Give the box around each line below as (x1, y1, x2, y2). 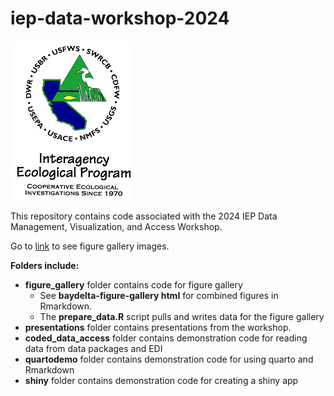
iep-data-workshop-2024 (10, 7, 230, 30)
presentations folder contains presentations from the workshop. (24, 321, 292, 333)
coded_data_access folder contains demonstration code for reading (24, 332, 308, 344)
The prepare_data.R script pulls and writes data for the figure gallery (39, 310, 325, 322)
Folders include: (10, 259, 80, 271)
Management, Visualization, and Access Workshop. (10, 220, 223, 232)
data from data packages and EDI (24, 342, 163, 354)
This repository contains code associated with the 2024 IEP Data (10, 210, 278, 222)
